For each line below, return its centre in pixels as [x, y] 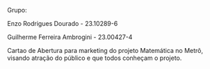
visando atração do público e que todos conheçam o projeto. [95, 58]
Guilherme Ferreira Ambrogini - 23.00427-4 [70, 37]
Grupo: [17, 10]
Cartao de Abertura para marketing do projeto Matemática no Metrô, [105, 51]
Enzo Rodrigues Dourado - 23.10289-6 [63, 23]
